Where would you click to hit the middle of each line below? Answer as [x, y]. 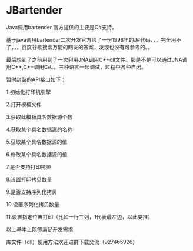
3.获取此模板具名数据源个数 [39, 117]
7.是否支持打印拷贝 [29, 167]
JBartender [34, 10]
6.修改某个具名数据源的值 [37, 154]
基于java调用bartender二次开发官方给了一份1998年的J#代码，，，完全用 [91, 39]
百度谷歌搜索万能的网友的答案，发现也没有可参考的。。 [87, 47]
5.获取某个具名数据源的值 [37, 142]
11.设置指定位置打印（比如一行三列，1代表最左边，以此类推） [80, 217]
